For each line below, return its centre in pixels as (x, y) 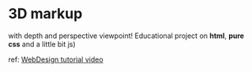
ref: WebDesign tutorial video (56, 59)
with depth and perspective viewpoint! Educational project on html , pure (126, 36)
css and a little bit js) (42, 44)
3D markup (45, 14)
